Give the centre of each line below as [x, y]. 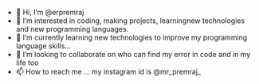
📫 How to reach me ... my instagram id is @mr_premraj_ [108, 72]
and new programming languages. [72, 29]
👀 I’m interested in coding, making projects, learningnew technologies [130, 21]
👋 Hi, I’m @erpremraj [50, 12]
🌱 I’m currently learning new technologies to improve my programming [131, 37]
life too [27, 63]
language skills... [43, 46]
